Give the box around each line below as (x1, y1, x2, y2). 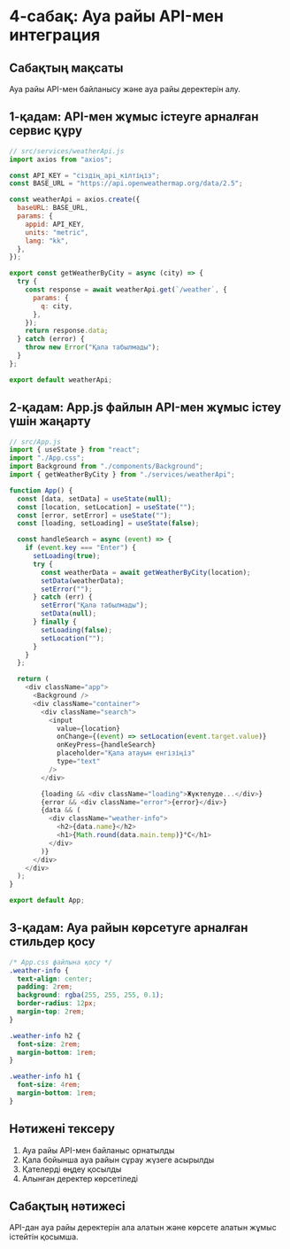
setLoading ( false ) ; (41, 625, 113, 634)
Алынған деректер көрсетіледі (21, 1173, 139, 1183)
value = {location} (56, 724, 121, 733)
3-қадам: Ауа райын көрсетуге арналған (9, 920, 248, 935)
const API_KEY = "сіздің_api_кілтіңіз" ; (9, 171, 161, 180)
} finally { (32, 617, 77, 626)
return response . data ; (25, 326, 109, 336)
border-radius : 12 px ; (17, 999, 97, 1008)
